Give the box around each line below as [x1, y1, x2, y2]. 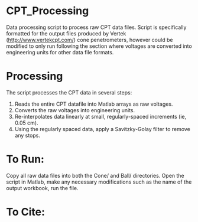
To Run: [6, 152, 44, 166]
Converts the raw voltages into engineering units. [14, 106, 135, 113]
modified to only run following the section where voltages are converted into [6, 43, 192, 50]
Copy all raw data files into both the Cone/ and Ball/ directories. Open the [6, 172, 184, 179]
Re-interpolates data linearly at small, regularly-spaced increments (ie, [14, 113, 187, 120]
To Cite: [6, 205, 46, 218]
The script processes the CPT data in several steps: [6, 89, 132, 96]
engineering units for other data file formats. [6, 48, 114, 56]
